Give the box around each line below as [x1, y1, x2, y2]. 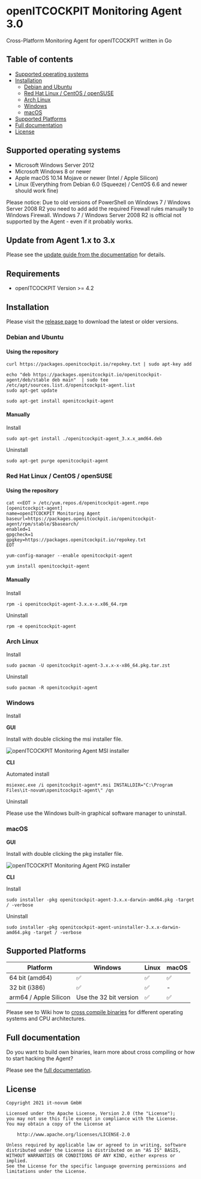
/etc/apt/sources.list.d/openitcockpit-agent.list [6, 382, 136, 389]
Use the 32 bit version [76, 993, 139, 1001]
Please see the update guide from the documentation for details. [6, 251, 166, 258]
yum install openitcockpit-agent [6, 563, 90, 569]
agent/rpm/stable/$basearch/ [6, 521, 79, 527]
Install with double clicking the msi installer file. [6, 735, 123, 743]
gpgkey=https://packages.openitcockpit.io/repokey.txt [6, 537, 146, 543]
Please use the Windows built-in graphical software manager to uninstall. [6, 809, 187, 817]
